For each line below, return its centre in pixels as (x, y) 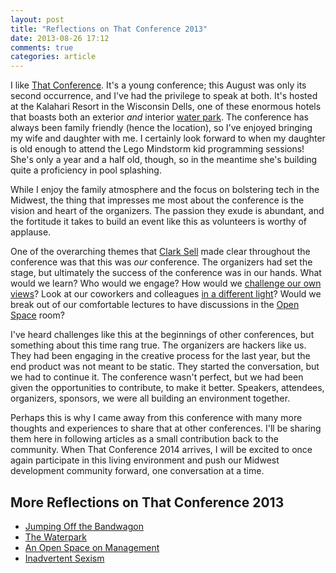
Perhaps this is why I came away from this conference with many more (156, 418)
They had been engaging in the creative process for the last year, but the (160, 356)
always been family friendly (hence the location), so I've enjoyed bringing (161, 128)
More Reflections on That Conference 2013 (147, 502)
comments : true (42, 47)
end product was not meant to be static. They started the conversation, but (165, 367)
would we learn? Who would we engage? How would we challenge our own (166, 283)
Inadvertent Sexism (64, 558)
